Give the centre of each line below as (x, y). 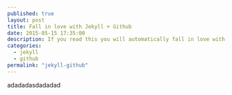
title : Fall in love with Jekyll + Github (69, 26)
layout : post (26, 20)
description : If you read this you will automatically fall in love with (116, 40)
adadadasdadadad (34, 85)
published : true (31, 14)
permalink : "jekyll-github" (48, 65)
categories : (24, 46)
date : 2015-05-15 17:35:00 (46, 33)
